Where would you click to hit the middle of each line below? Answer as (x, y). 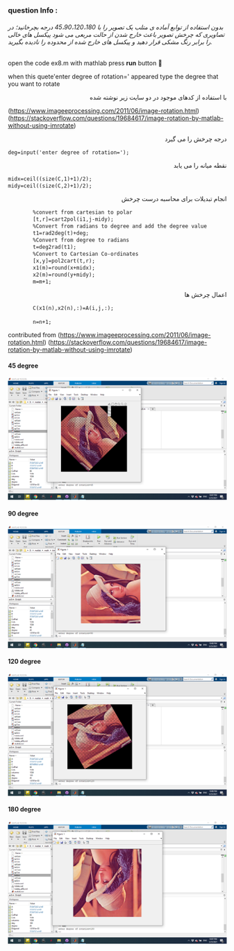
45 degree (23, 366)
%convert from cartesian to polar (83, 213)
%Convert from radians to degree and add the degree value (120, 226)
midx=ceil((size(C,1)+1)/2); (50, 179)
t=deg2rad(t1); (55, 247)
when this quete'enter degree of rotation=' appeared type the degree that (113, 77)
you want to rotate (34, 84)
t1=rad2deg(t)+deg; (61, 233)
